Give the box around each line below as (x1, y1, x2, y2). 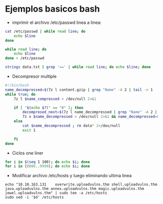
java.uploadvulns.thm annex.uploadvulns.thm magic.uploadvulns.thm (5, 186, 145, 191)
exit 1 (22, 128, 36, 132)
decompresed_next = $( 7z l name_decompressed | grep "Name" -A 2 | (22, 110, 158, 115)
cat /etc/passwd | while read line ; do (5, 29, 86, 34)
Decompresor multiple (12, 74, 57, 79)
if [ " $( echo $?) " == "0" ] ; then (14, 105, 83, 110)
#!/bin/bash (5, 83, 29, 88)
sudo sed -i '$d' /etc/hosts (5, 195, 64, 200)
